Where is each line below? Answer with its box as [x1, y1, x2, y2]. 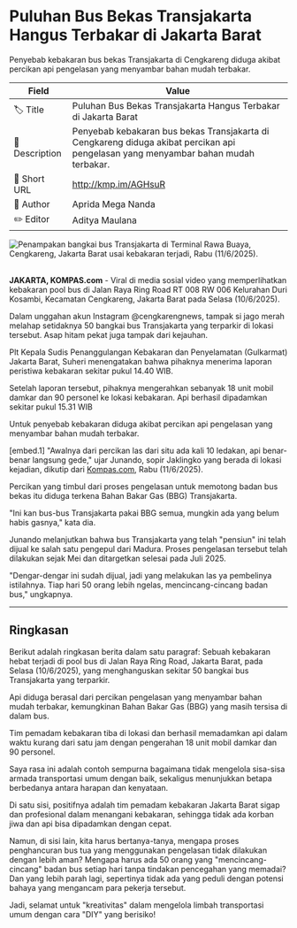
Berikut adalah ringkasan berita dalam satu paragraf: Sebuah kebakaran [9, 646, 271, 656]
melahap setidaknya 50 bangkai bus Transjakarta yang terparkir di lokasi [9, 320, 274, 331]
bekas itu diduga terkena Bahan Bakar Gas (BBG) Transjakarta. [9, 490, 238, 501]
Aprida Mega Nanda [72, 197, 156, 210]
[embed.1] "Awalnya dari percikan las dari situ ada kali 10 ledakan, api [9, 445, 261, 456]
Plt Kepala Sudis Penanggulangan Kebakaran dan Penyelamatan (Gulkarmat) [9, 347, 288, 357]
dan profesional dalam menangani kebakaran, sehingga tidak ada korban [9, 809, 274, 819]
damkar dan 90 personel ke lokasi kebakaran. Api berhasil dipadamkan [9, 392, 268, 403]
